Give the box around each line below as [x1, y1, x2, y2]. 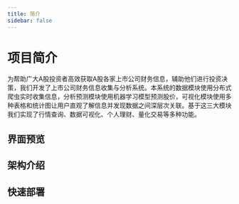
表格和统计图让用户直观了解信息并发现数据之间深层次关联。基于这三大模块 [13, 101, 232, 110]
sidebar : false [7, 17, 53, 24]
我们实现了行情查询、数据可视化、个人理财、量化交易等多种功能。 [7, 110, 201, 119]
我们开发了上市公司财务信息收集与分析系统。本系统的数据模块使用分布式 [19, 83, 232, 92]
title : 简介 [7, 10, 41, 18]
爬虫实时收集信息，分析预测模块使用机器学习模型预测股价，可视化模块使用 [7, 92, 225, 101]
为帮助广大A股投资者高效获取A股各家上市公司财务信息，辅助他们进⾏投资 [7, 75, 222, 83]
